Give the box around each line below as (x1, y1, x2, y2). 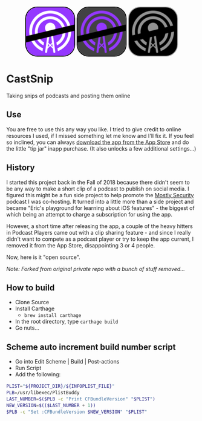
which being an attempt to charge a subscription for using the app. (6, 211, 172, 218)
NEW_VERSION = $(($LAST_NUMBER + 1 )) (6, 402, 96, 408)
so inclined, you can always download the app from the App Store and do (6, 139, 189, 146)
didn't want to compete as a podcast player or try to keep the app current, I (6, 235, 194, 243)
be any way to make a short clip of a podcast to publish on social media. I (6, 185, 189, 192)
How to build (6, 282, 55, 293)
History (6, 163, 35, 173)
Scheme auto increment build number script (6, 342, 176, 352)
